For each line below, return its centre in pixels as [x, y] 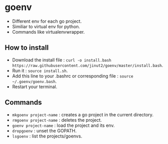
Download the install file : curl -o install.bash [62, 60]
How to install [27, 48]
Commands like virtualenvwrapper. [48, 32]
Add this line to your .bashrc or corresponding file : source [73, 76]
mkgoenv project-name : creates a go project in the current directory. [83, 114]
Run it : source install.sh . [40, 70]
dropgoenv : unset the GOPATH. [44, 130]
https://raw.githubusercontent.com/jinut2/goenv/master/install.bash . [88, 65]
